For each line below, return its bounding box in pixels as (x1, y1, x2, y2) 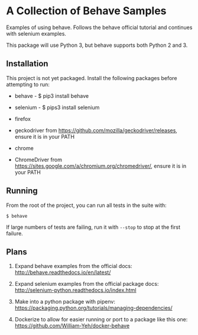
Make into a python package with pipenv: (14, 298, 115, 305)
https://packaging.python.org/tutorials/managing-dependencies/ (14, 304, 173, 312)
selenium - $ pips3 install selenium (14, 104, 100, 111)
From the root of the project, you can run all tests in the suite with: (6, 202, 167, 209)
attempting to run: (6, 81, 50, 88)
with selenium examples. (6, 30, 67, 37)
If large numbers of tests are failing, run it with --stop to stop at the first (6, 224, 180, 231)
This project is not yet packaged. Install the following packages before (6, 74, 177, 81)
